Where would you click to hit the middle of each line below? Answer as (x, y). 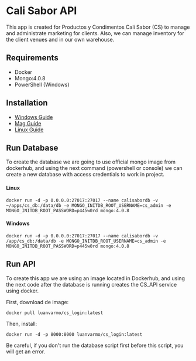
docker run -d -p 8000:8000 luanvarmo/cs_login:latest (74, 334)
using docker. (23, 291)
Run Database (32, 148)
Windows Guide (34, 117)
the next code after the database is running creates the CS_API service (92, 284)
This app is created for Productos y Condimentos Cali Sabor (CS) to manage (98, 27)
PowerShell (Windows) (42, 84)
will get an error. (26, 351)
